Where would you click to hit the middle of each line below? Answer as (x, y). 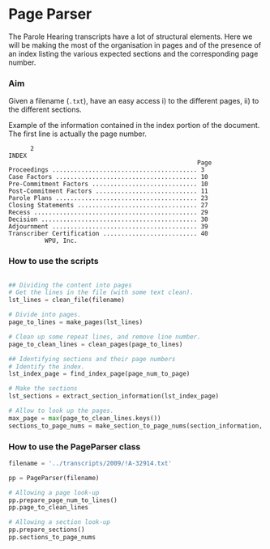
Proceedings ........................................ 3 (107, 170)
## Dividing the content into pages (70, 285)
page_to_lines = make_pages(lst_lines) (76, 322)
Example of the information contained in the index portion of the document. (134, 126)
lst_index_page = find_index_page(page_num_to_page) (99, 374)
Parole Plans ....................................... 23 (108, 198)
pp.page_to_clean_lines (49, 508)
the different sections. (45, 109)
